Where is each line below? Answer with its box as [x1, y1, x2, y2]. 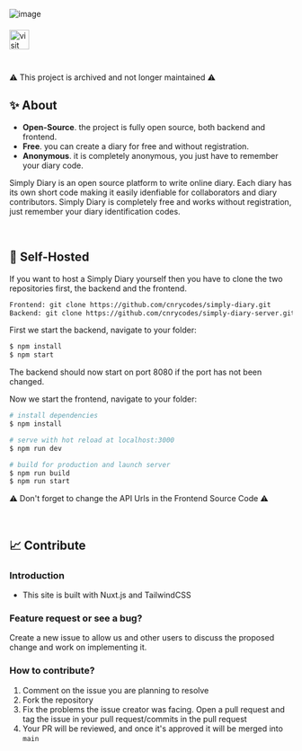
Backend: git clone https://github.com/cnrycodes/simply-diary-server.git [9, 308, 296, 318]
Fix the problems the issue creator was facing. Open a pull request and [22, 703, 285, 714]
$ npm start [9, 350, 54, 359]
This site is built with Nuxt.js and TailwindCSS [22, 589, 191, 600]
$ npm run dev [9, 444, 63, 453]
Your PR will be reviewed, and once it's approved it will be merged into [22, 723, 283, 734]
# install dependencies [9, 411, 99, 420]
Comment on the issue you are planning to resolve [22, 685, 209, 695]
